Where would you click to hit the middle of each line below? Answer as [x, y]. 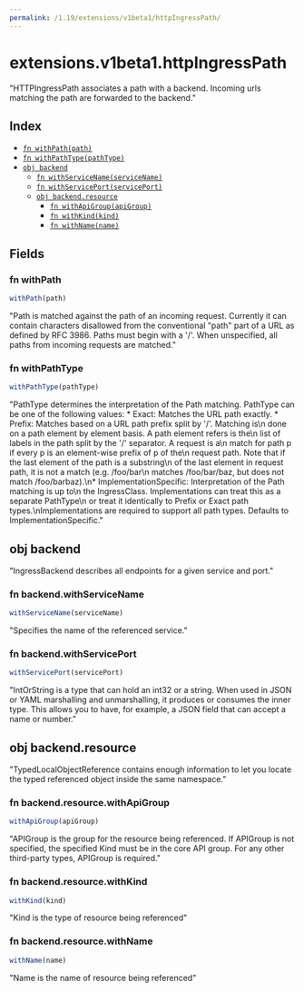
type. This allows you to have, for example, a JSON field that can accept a [147, 709]
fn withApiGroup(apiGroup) [101, 207]
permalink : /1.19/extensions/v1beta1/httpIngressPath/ [115, 18]
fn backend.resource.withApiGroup [90, 803]
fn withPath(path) [57, 149]
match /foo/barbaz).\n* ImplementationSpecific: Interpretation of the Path [147, 481]
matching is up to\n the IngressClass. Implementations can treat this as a [145, 491]
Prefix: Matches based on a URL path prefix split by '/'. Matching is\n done [148, 424]
